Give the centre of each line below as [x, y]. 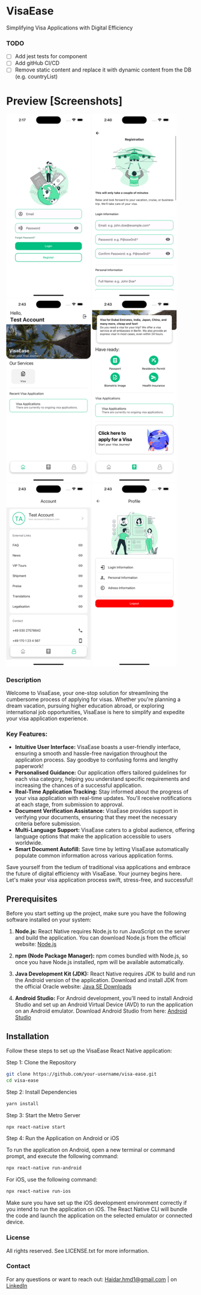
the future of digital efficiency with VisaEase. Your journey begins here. [94, 874]
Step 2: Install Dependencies [42, 1092]
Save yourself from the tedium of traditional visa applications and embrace [98, 867]
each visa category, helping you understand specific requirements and [102, 779]
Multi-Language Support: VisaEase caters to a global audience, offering [105, 830]
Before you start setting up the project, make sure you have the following [96, 914]
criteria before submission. [48, 823]
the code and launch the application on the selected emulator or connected [99, 1216]
